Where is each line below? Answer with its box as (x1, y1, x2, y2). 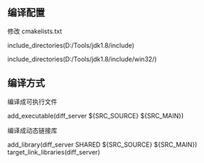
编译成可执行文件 (7, 97, 58, 106)
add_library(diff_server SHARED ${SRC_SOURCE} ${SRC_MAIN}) (7, 140, 198, 149)
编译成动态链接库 (7, 126, 58, 135)
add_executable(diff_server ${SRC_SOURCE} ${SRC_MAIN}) (7, 111, 184, 120)
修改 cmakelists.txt (7, 27, 63, 35)
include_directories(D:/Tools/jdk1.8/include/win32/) (7, 55, 157, 63)
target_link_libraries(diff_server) (7, 147, 101, 156)
